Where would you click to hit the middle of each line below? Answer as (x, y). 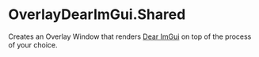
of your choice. (33, 44)
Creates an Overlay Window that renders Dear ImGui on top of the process (130, 36)
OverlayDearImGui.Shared (97, 15)
